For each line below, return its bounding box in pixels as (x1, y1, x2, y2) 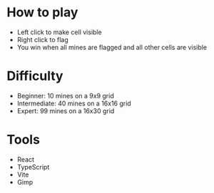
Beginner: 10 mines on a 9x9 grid (16, 91, 115, 100)
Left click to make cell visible (16, 28, 102, 36)
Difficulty (6, 68, 63, 84)
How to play (6, 4, 78, 21)
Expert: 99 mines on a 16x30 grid (16, 106, 115, 115)
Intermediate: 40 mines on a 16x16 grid (16, 99, 131, 108)
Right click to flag (16, 35, 68, 43)
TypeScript (16, 162, 50, 171)
